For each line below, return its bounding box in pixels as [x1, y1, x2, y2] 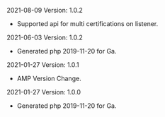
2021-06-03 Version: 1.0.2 [6, 33, 83, 42]
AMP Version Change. [16, 74, 82, 82]
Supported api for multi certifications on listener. [16, 20, 159, 27]
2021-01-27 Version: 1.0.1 [6, 61, 79, 69]
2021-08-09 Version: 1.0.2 [6, 6, 83, 14]
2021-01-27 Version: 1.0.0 [6, 88, 81, 96]
